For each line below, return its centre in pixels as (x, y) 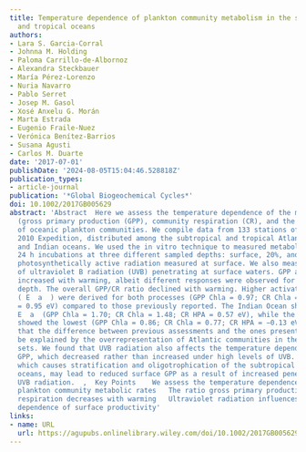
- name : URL (32, 425)
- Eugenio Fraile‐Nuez (52, 128)
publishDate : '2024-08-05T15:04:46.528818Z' (95, 170)
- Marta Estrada (40, 119)
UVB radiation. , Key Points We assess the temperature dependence (158, 382)
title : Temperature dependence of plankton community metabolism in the (150, 18)
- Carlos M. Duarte (46, 153)
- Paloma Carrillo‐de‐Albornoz (69, 60)
